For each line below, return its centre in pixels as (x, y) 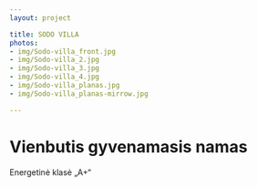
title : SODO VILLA (44, 34)
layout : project (40, 18)
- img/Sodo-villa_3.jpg (55, 68)
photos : (24, 43)
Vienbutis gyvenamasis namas (128, 146)
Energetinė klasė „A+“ (51, 172)
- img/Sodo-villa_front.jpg (63, 51)
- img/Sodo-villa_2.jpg (55, 60)
